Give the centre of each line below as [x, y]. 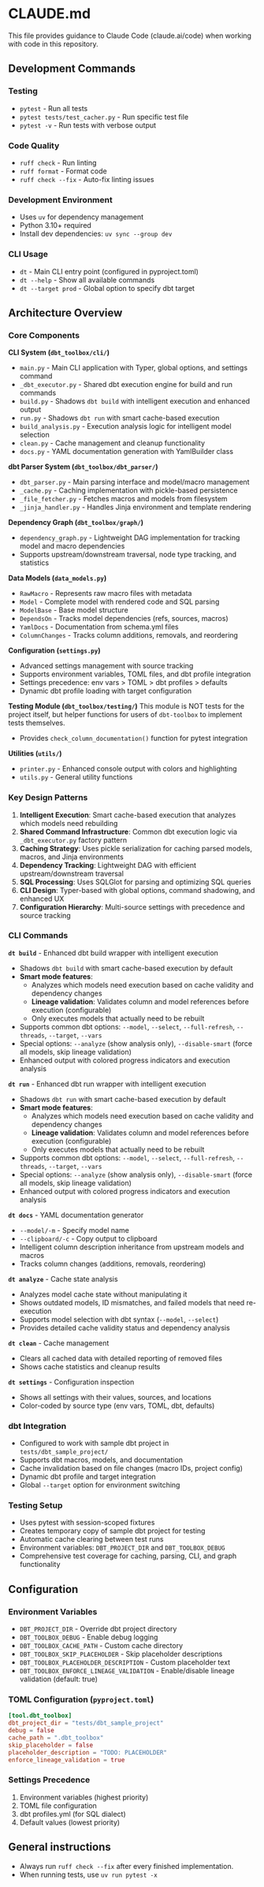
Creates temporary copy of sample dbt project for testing [112, 1531]
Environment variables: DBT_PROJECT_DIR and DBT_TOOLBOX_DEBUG [122, 1548]
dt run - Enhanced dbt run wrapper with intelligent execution [107, 1084]
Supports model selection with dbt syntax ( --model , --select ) [119, 1319]
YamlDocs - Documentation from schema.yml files [99, 627]
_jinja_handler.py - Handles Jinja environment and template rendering [135, 507]
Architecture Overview [65, 313]
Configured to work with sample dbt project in [94, 1443]
